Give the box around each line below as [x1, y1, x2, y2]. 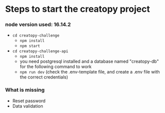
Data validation [12, 103, 43, 109]
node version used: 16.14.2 [5, 21, 71, 28]
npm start [19, 43, 41, 49]
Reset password [12, 98, 46, 104]
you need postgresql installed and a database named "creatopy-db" [19, 58, 159, 65]
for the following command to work [19, 64, 92, 70]
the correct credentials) [19, 74, 69, 80]
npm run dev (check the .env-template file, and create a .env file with [19, 69, 160, 75]
